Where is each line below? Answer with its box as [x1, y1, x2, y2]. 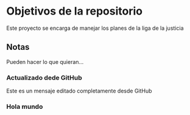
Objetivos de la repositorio [6, 4, 143, 18]
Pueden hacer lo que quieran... [6, 58, 84, 65]
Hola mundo [6, 102, 43, 111]
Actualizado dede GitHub [6, 73, 82, 82]
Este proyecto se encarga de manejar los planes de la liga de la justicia [6, 24, 184, 32]
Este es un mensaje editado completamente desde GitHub [6, 87, 152, 95]
